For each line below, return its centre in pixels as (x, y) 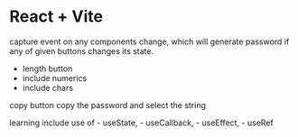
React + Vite (56, 17)
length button (47, 68)
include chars (48, 87)
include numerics (55, 78)
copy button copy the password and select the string (107, 105)
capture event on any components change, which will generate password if (149, 41)
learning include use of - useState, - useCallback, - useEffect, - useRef (141, 123)
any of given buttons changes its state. (82, 50)
